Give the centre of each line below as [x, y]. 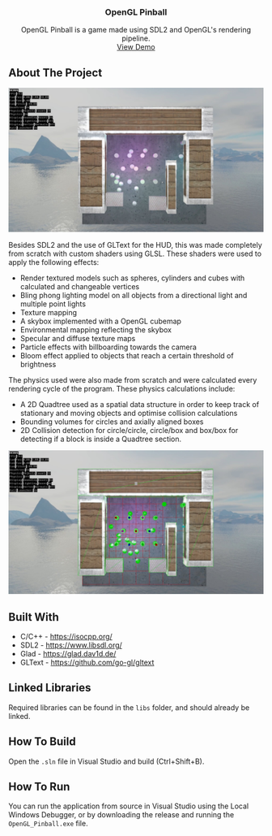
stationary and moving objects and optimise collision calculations [129, 413]
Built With [34, 617]
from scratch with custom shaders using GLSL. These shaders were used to [135, 253]
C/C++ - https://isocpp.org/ [66, 636]
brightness [38, 364]
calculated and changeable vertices [80, 286]
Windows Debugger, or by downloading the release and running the [121, 815]
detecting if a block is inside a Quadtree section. [101, 439]
